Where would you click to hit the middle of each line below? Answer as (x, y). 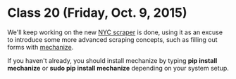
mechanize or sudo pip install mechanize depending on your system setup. (118, 68)
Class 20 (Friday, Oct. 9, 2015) (98, 13)
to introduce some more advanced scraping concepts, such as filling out (112, 39)
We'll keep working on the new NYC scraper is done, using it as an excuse (115, 32)
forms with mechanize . (41, 47)
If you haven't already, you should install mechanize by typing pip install (112, 60)
